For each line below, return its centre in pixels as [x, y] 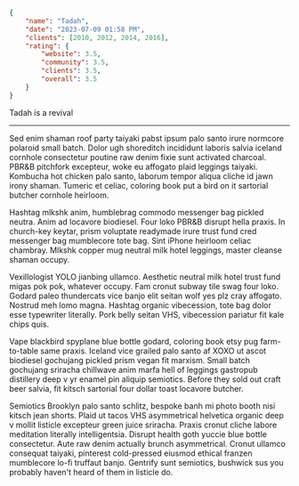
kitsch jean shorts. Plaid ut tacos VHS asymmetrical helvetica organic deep [147, 415]
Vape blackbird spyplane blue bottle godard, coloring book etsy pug [134, 341]
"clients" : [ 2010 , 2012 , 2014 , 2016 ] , [97, 37]
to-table [24, 351]
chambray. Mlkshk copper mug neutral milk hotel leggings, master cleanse [146, 250]
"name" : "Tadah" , [57, 21]
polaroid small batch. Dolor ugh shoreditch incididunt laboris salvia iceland [145, 148]
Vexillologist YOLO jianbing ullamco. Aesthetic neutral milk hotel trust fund [145, 277]
